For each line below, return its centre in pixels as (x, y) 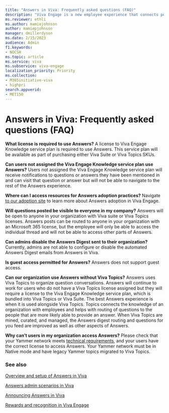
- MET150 (14, 94)
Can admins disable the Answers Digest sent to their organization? (76, 242)
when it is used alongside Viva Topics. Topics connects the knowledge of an (84, 304)
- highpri (16, 85)
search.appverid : (23, 90)
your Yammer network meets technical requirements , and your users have (82, 341)
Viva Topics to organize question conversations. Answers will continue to (81, 283)
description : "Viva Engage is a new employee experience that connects (82, 15)
